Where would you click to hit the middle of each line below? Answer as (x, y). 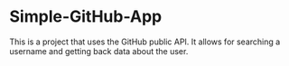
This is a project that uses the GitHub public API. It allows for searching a (145, 42)
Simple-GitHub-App (86, 17)
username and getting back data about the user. (99, 51)
